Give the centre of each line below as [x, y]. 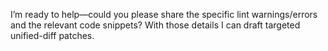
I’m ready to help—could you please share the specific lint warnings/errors [164, 14]
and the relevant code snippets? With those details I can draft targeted [155, 25]
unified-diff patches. [52, 35]
